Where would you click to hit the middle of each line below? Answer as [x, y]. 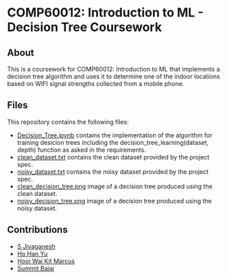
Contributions [37, 230]
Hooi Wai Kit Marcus [46, 261]
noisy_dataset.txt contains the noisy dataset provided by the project [113, 171]
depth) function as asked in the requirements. [81, 150]
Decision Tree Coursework [85, 27]
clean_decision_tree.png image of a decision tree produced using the [115, 186]
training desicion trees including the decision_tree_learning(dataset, [113, 142]
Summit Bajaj [36, 268]
